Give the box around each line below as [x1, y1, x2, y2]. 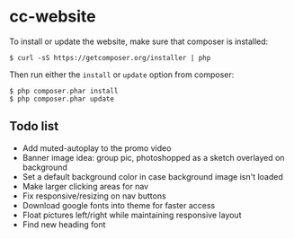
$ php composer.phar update [9, 94, 115, 103]
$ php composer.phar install [9, 86, 119, 95]
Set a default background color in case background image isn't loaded [22, 171, 283, 181]
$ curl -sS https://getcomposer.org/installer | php [9, 53, 211, 62]
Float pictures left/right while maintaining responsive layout [22, 209, 242, 220]
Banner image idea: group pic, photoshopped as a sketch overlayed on [22, 152, 285, 163]
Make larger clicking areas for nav [22, 181, 149, 191]
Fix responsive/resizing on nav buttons [22, 190, 166, 201]
